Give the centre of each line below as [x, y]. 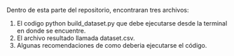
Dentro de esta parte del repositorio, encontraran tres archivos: [98, 10]
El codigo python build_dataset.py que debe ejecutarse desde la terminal [122, 23]
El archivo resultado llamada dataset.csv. [76, 38]
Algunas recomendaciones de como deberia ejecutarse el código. [112, 45]
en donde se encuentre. [51, 31]
